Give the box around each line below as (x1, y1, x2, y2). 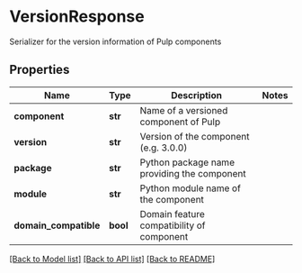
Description (170, 88, 223, 101)
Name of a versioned (139, 104, 228, 116)
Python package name (139, 156, 235, 168)
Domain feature (139, 207, 205, 220)
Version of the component (139, 130, 250, 142)
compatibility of (139, 219, 206, 232)
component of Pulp (139, 115, 221, 128)
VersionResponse (9, 6, 146, 27)
